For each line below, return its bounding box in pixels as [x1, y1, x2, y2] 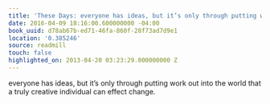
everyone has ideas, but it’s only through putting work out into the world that [8, 78, 261, 88]
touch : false [8, 49, 52, 57]
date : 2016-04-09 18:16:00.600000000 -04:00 [8, 19, 160, 27]
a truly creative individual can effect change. [8, 86, 156, 96]
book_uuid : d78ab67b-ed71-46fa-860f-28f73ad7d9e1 [8, 26, 178, 34]
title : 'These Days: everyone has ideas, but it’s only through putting [8, 11, 257, 20]
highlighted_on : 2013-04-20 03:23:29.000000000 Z [8, 57, 178, 65]
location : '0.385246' [8, 34, 81, 42]
